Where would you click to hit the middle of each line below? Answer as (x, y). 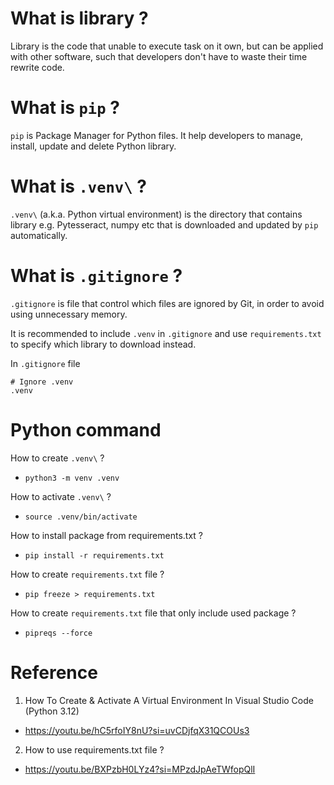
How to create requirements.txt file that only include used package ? (153, 613)
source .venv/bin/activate (81, 517)
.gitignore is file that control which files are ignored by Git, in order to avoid (167, 303)
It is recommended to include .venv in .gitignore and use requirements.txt (166, 333)
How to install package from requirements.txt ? (106, 535)
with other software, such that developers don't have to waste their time (159, 56)
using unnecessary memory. (69, 314)
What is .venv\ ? (78, 186)
